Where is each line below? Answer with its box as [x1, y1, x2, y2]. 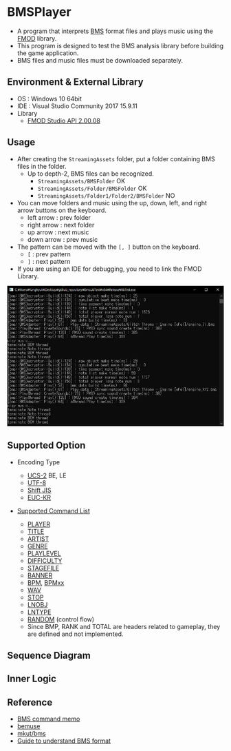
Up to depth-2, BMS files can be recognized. [27, 169, 155, 178]
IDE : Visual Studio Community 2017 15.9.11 [16, 101, 137, 110]
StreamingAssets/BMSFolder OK [37, 176, 126, 185]
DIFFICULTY [27, 556, 63, 565]
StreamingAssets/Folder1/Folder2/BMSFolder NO [37, 191, 175, 200]
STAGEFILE [27, 564, 60, 572]
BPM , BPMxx [27, 578, 65, 586]
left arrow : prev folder [27, 213, 91, 221]
